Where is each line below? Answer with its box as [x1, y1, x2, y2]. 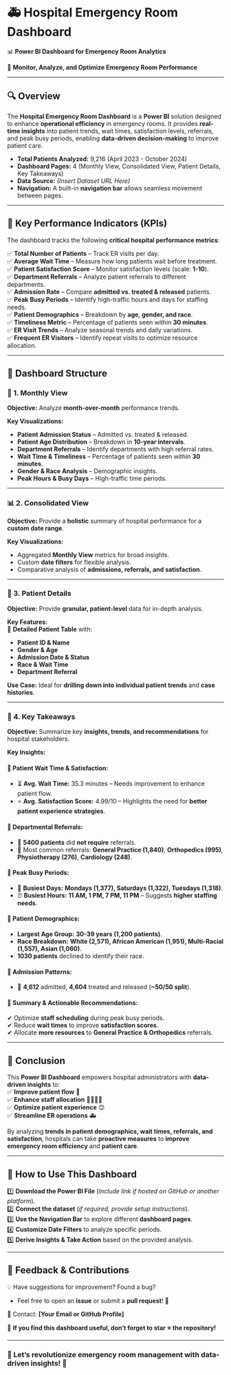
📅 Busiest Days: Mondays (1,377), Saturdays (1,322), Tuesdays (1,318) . [16, 884, 223, 892]
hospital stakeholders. [7, 735, 70, 743]
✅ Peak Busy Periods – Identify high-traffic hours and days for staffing [7, 295, 208, 303]
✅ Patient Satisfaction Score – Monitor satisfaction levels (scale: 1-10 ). [7, 265, 209, 273]
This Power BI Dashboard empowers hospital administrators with [7, 1073, 192, 1081]
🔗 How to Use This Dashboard [7, 1168, 137, 1180]
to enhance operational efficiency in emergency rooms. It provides [7, 119, 198, 127]
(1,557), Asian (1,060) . [16, 944, 82, 953]
